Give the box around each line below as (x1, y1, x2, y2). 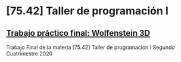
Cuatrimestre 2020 (6, 50, 53, 57)
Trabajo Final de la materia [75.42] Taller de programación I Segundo (6, 44, 175, 51)
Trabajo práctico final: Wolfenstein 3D (6, 28, 151, 38)
